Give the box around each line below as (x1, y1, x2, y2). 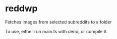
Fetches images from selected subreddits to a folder (5, 19, 112, 25)
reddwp (5, 3, 38, 14)
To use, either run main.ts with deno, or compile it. (5, 28, 108, 34)
